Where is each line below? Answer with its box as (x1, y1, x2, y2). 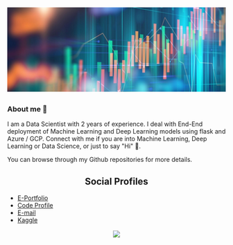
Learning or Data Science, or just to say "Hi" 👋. (7, 142, 141, 150)
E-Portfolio (17, 194, 49, 202)
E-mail (17, 208, 36, 217)
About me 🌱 (7, 105, 47, 114)
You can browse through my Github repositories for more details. (7, 156, 193, 164)
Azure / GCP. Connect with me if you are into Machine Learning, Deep (7, 135, 207, 143)
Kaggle (17, 216, 38, 224)
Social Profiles (84, 175, 149, 187)
